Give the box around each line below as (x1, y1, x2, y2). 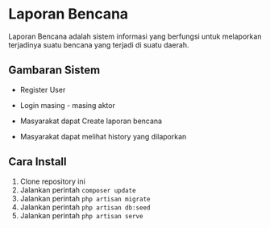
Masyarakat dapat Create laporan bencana (19, 116, 163, 126)
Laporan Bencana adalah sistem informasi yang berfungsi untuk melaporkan (8, 31, 262, 41)
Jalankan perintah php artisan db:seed (19, 202, 151, 212)
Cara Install (8, 155, 67, 169)
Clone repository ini (19, 176, 86, 186)
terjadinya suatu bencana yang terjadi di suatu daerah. (8, 39, 189, 49)
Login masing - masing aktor (19, 100, 115, 110)
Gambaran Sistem (8, 64, 101, 77)
